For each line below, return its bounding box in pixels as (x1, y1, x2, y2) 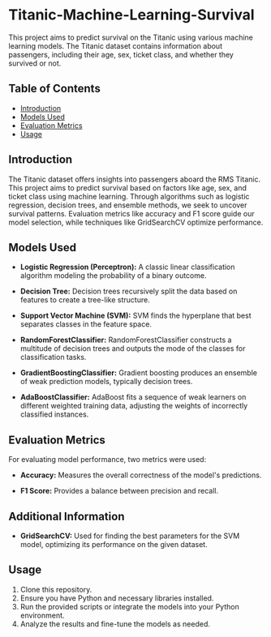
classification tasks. (19, 353, 87, 362)
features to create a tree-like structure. (19, 295, 150, 305)
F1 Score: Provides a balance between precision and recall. (19, 486, 219, 496)
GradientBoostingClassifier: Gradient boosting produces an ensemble (19, 368, 258, 378)
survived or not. (8, 58, 62, 68)
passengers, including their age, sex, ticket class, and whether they (8, 49, 234, 59)
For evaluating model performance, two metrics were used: (8, 455, 207, 464)
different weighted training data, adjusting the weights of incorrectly (19, 401, 248, 411)
